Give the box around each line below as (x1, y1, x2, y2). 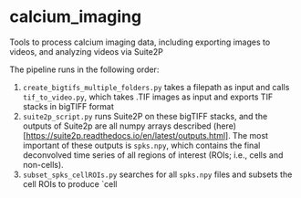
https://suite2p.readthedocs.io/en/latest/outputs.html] (26, 130, 229, 141)
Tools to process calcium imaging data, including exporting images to (9, 36, 271, 47)
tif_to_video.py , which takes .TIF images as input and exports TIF (22, 91, 274, 102)
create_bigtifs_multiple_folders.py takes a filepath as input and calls (22, 81, 290, 92)
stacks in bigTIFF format (22, 100, 114, 111)
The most (232, 130, 269, 141)
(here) (213, 120, 237, 131)
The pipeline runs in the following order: (9, 64, 160, 75)
